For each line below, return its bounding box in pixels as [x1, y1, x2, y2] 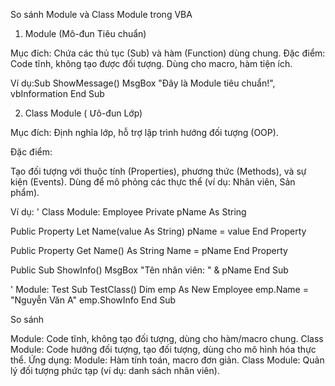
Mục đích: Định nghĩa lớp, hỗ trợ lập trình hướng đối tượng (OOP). [10, 127, 279, 138]
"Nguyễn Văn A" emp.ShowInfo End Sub [10, 294, 176, 306]
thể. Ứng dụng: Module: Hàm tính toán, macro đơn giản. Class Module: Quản [10, 354, 325, 366]
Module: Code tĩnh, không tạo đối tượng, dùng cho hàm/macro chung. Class [10, 333, 324, 344]
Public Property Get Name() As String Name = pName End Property [10, 245, 288, 256]
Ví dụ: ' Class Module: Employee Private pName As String [10, 206, 247, 218]
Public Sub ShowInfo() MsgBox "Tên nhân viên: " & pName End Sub [10, 264, 289, 276]
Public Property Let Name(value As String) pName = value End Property [10, 225, 307, 237]
